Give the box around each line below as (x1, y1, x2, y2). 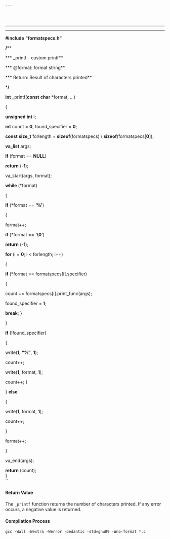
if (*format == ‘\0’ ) (5, 231, 45, 237)
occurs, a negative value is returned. (5, 506, 82, 512)
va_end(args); (5, 457, 34, 463)
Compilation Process (5, 518, 51, 524)
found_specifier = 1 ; (5, 300, 47, 306)
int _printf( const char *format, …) (5, 94, 76, 100)
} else (5, 388, 18, 394)
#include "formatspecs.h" (5, 35, 62, 41)
